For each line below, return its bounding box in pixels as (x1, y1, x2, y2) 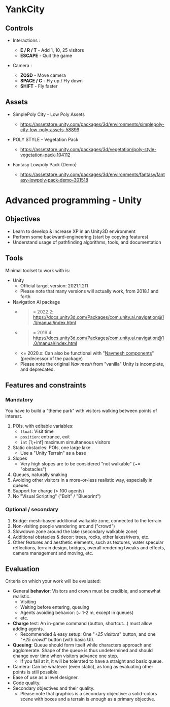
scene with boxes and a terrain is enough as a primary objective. (20, 696, 156, 702)
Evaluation (5, 565, 40, 573)
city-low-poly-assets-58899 (20, 126, 80, 133)
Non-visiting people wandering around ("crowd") (12, 523, 115, 529)
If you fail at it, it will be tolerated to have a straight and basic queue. (20, 658, 163, 664)
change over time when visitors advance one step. (12, 653, 118, 659)
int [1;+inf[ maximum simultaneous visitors (20, 439, 111, 446)
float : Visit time (20, 428, 54, 434)
